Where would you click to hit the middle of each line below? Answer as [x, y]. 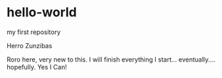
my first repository [34, 32]
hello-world [42, 12]
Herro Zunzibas [30, 45]
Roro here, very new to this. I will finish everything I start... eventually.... [111, 59]
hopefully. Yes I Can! [37, 67]
